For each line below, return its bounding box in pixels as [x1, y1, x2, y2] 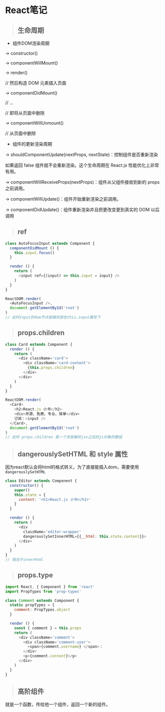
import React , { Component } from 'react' [5, 584, 95, 589]
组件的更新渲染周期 [12, 141, 52, 147]
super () [14, 487, 30, 493]
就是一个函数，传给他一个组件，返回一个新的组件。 [5, 701, 110, 707]
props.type [17, 571, 53, 579]
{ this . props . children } [27, 365, 75, 370]
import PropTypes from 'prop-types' [5, 589, 81, 594]
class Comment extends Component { [5, 598, 79, 603]
